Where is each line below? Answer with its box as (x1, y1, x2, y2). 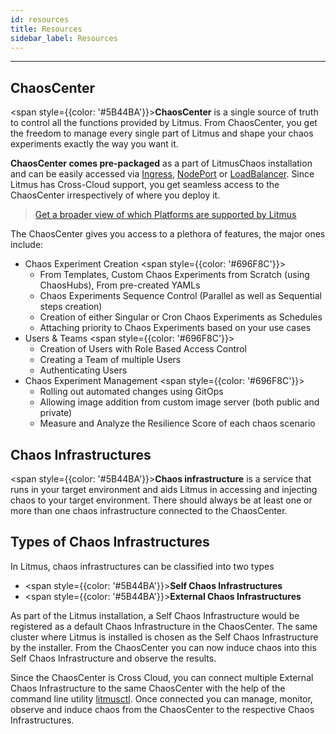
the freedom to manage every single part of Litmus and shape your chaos (10, 127, 314, 140)
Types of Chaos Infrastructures (10, 534, 210, 551)
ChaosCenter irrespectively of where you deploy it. (10, 189, 221, 201)
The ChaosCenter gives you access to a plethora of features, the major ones (10, 228, 326, 240)
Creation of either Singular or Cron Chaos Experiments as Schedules (39, 311, 323, 323)
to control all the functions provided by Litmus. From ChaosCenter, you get (10, 117, 318, 129)
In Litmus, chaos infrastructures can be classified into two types (10, 560, 275, 572)
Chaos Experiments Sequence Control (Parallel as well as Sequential (39, 290, 322, 302)
